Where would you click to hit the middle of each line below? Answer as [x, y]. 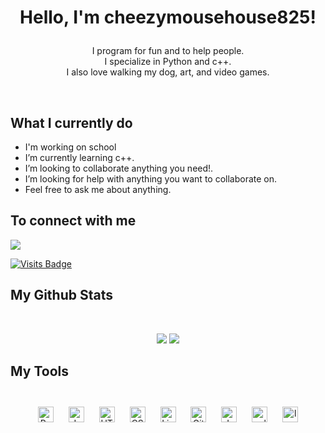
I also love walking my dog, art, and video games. [168, 72]
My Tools [39, 371]
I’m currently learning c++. [79, 157]
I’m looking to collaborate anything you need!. [119, 168]
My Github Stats [61, 295]
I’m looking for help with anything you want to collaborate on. [151, 179]
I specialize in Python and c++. [168, 62]
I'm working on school [70, 147]
